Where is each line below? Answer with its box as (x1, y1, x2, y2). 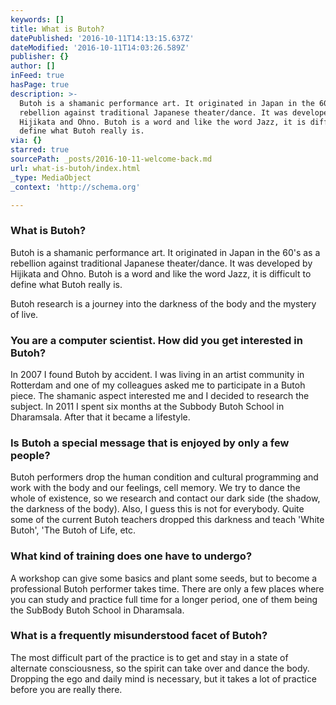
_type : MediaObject (10, 172, 92, 183)
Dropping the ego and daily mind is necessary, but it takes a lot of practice (10, 672, 317, 685)
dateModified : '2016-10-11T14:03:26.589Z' (10, 42, 190, 53)
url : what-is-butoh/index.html (10, 163, 141, 173)
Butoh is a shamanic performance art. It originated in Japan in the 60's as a (10, 246, 321, 258)
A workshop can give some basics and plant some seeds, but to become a (10, 572, 318, 584)
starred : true (10, 145, 70, 155)
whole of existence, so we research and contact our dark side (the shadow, (10, 492, 321, 505)
